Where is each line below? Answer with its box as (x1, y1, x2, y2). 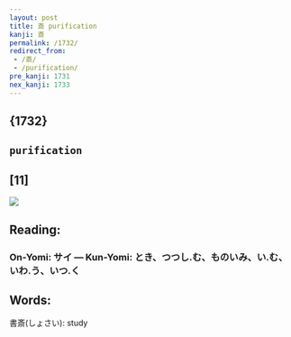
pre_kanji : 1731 (9, 72, 70, 81)
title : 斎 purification (9, 22, 97, 31)
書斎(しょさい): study (9, 317, 88, 329)
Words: (9, 292, 51, 307)
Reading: (9, 222, 61, 237)
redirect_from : (9, 47, 67, 56)
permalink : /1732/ (9, 38, 78, 48)
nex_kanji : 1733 (9, 80, 70, 89)
